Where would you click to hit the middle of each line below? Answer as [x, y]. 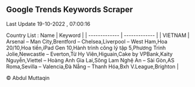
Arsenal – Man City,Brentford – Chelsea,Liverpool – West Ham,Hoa [87, 41]
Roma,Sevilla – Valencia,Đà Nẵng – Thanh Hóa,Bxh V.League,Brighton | [92, 66]
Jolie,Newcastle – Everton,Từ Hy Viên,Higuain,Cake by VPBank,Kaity [90, 54]
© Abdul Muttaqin [28, 78]
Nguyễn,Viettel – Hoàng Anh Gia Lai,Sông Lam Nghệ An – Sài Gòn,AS [90, 60]
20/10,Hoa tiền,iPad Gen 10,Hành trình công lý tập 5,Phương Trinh [86, 48]
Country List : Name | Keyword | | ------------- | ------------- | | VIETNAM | [98, 35]
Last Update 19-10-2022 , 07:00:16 [48, 24]
